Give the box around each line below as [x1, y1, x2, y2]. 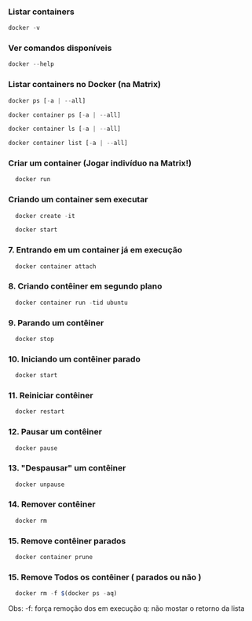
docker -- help [8, 60, 55, 68]
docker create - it [15, 212, 76, 220]
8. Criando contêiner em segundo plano [8, 281, 163, 292]
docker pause [15, 444, 58, 452]
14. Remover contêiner [8, 499, 96, 510]
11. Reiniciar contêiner [8, 390, 93, 401]
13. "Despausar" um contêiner [8, 463, 126, 474]
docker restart [15, 408, 65, 416]
